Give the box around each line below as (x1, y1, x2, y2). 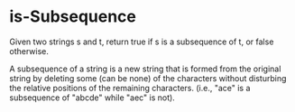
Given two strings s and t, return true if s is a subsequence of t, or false (9, 36, 274, 47)
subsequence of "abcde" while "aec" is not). (9, 92, 176, 103)
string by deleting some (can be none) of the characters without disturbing (9, 72, 287, 83)
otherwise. (9, 45, 50, 56)
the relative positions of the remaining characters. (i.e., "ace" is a (9, 82, 251, 93)
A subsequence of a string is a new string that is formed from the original (9, 63, 281, 74)
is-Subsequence (9, 6, 137, 27)
